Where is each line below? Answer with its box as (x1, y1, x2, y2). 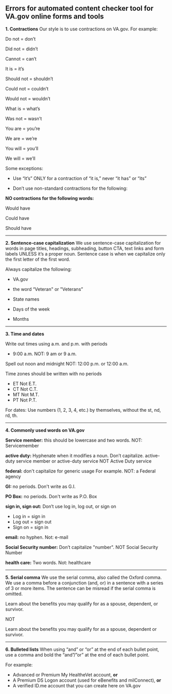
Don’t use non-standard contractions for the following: (12, 185, 128, 191)
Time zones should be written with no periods (5, 370, 102, 377)
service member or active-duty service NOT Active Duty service (16, 458, 152, 464)
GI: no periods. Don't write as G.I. (5, 483, 76, 489)
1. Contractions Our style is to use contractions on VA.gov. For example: (5, 26, 158, 32)
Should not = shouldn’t (5, 76, 53, 82)
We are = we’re (5, 135, 37, 141)
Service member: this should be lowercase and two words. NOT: (5, 437, 142, 443)
